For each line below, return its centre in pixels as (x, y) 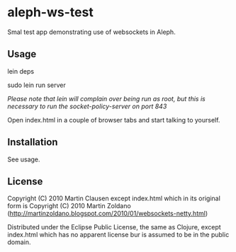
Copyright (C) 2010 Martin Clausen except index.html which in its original (114, 198)
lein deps (21, 71)
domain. (19, 242)
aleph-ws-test (50, 12)
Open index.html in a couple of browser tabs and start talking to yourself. (114, 120)
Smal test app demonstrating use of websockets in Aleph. (91, 32)
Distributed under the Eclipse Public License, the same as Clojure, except (114, 227)
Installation (33, 142)
